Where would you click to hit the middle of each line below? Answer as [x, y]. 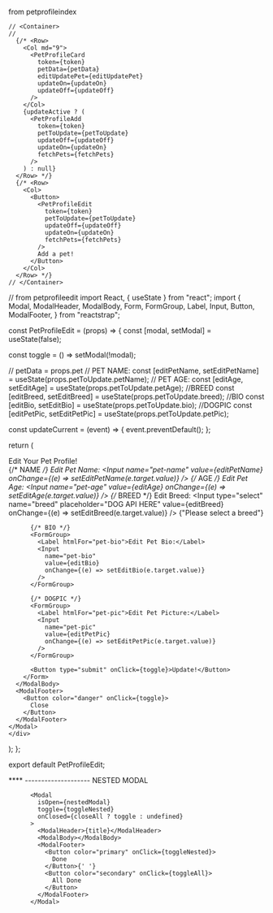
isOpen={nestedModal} [74, 803]
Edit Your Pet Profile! [43, 461]
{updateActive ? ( [54, 112]
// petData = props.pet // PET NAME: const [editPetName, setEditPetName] [134, 370]
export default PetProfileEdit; [57, 764]
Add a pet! [56, 254]
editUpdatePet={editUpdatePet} [91, 76]
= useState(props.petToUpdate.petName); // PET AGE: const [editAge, [126, 379]
